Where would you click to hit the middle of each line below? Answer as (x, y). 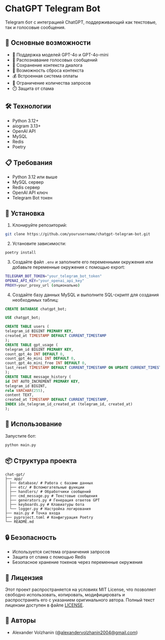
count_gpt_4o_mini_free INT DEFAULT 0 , (46, 363)
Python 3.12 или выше (35, 177)
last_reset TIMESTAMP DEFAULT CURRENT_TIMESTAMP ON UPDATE (67, 368)
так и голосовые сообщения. (35, 27)
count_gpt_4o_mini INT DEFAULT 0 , (41, 359)
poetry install (21, 253)
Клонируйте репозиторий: (40, 225)
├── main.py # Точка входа (33, 513)
